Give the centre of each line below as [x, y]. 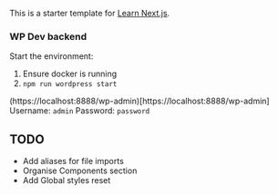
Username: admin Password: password [80, 111]
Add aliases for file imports [73, 161]
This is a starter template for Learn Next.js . [90, 13]
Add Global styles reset [67, 180]
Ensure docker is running [70, 74]
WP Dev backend [48, 36]
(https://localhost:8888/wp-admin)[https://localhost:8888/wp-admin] [140, 101]
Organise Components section [80, 171]
